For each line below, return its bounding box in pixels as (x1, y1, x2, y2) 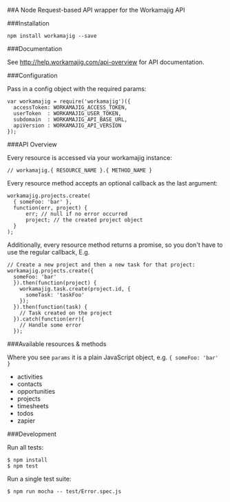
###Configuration (7, 72, 58, 79)
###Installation (7, 19, 50, 27)
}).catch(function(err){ (13, 316, 85, 323)
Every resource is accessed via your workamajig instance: (7, 154, 172, 161)
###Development (7, 430, 56, 438)
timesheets (17, 402, 50, 410)
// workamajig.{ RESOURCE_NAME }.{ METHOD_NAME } (7, 167, 153, 174)
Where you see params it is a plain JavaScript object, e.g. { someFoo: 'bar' (7, 353, 219, 361)
